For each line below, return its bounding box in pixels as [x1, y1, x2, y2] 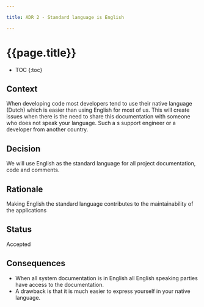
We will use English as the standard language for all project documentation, [6, 160, 196, 167]
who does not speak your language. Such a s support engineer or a [6, 120, 176, 127]
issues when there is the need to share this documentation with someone [6, 113, 191, 120]
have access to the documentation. [15, 281, 104, 288]
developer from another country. [6, 126, 89, 133]
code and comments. [6, 166, 60, 174]
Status [6, 224, 32, 235]
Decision [6, 143, 41, 154]
